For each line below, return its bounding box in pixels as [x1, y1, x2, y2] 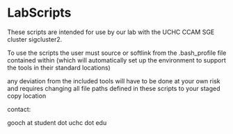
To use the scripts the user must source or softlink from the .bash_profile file [7, 49, 227, 57]
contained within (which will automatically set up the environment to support [7, 56, 226, 64]
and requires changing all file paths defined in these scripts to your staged [7, 84, 220, 92]
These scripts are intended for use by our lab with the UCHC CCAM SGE [7, 28, 215, 36]
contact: [7, 105, 31, 113]
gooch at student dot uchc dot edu [7, 118, 107, 126]
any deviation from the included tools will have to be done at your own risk [7, 76, 220, 85]
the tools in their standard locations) [7, 63, 111, 72]
